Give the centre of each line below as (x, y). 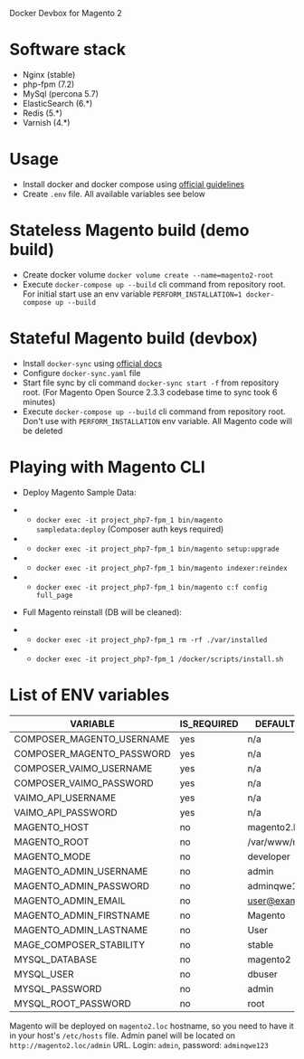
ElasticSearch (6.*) (57, 103)
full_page (55, 595)
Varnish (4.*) (46, 122)
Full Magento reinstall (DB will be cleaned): (102, 612)
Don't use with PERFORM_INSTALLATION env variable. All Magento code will (157, 421)
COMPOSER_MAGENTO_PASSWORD (93, 753)
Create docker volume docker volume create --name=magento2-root (148, 274)
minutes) (39, 402)
